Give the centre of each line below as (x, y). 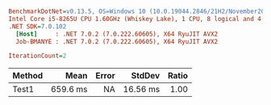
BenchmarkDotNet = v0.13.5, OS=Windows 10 (77, 11)
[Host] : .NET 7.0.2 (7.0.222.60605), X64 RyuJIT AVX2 (117, 34)
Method (28, 76)
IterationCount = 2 (38, 56)
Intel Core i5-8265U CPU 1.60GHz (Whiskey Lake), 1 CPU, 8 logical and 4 (135, 19)
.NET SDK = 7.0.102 (38, 26)
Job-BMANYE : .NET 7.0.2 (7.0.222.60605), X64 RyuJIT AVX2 (117, 41)
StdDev (146, 76)
